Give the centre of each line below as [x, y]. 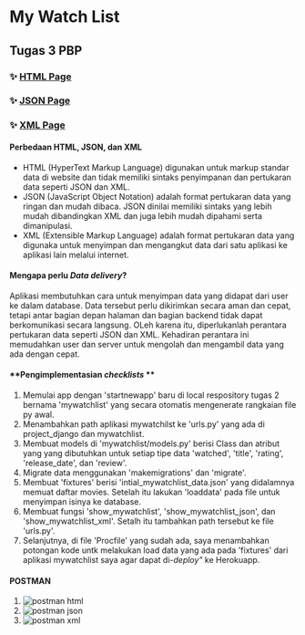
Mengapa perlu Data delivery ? [68, 276]
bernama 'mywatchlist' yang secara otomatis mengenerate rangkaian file [159, 404]
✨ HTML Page [41, 77]
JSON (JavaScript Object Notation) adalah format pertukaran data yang [157, 196]
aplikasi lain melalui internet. [76, 255]
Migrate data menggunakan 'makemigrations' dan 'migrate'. [135, 473]
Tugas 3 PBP [46, 51]
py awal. [38, 414]
